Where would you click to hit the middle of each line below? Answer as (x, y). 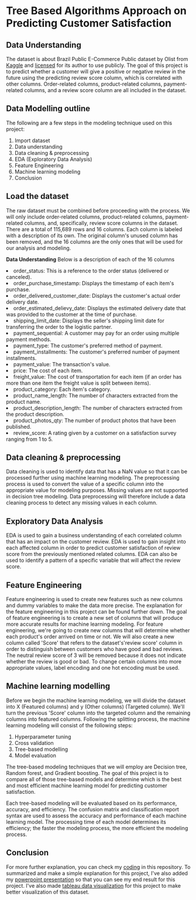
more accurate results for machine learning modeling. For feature (85, 624)
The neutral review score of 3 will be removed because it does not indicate (96, 655)
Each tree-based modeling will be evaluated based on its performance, (92, 803)
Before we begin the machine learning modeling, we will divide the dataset (96, 700)
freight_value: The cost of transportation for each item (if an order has (98, 376)
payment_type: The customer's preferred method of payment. (88, 345)
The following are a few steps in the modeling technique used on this (89, 123)
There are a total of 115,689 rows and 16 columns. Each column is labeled (94, 229)
